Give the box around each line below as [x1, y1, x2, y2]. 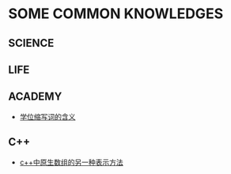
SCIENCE [8, 36, 55, 50]
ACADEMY [8, 90, 62, 104]
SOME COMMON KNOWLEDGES [8, 5, 224, 23]
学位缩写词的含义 [19, 112, 76, 121]
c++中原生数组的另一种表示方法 [19, 157, 124, 167]
